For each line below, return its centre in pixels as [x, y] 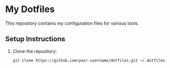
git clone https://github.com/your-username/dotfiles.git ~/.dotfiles [89, 60]
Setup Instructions [35, 39]
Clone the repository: [35, 51]
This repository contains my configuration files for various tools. [72, 23]
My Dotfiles [30, 9]
